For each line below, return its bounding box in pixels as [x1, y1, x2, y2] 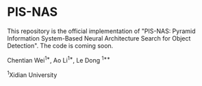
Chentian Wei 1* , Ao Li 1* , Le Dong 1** [7, 54, 111, 64]
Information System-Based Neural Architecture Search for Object [7, 34, 191, 42]
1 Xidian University [7, 69, 58, 79]
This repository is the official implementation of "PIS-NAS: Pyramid [7, 27, 197, 35]
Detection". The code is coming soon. [7, 41, 114, 50]
